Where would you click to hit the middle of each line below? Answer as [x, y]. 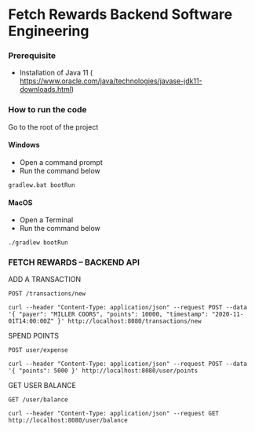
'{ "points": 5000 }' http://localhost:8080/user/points [103, 371]
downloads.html [46, 90]
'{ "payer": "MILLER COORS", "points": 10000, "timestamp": [109, 315]
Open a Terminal [46, 220]
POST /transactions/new [47, 294]
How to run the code [48, 110]
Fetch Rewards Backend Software [120, 15]
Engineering [49, 31]
